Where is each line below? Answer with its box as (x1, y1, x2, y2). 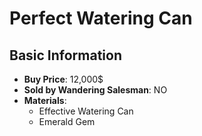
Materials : (23, 95, 67, 106)
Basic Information (9, 47, 123, 64)
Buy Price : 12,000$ (23, 73, 104, 85)
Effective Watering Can (38, 105, 134, 117)
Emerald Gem (38, 116, 96, 127)
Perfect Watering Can (9, 7, 193, 30)
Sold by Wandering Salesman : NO (23, 84, 168, 96)
